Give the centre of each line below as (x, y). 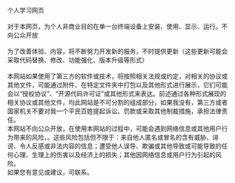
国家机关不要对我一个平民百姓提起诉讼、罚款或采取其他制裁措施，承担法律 (114, 111)
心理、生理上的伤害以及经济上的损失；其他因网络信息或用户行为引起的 (114, 155)
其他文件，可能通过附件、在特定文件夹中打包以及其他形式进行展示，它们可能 (117, 85)
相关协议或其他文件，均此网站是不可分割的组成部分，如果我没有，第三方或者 (117, 102)
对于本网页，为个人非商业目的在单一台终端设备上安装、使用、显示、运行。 (114, 26)
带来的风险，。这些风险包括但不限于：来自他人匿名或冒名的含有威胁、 (113, 137)
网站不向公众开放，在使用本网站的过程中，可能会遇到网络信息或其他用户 (117, 129)
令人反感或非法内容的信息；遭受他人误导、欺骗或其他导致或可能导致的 (120, 146)
